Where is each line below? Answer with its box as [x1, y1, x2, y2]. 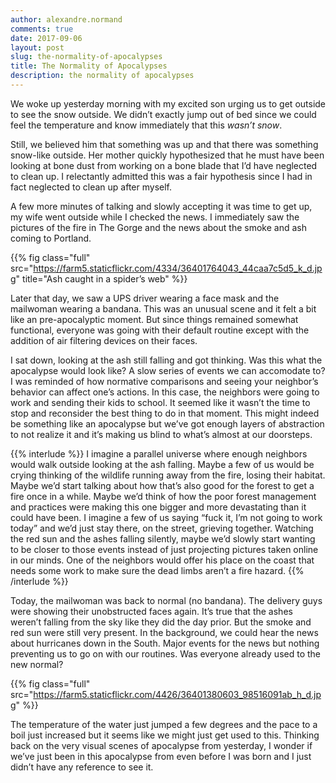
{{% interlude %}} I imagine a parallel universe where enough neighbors [10, 447, 308, 460]
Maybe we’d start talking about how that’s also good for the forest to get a [10, 479, 315, 491]
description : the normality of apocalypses [10, 71, 195, 81]
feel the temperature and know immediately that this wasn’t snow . [10, 119, 283, 131]
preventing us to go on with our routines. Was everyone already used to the [10, 647, 321, 660]
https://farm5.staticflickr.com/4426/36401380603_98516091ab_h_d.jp [33, 688, 322, 700]
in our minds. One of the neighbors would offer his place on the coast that [10, 554, 315, 566]
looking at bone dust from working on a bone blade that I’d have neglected [10, 159, 318, 171]
